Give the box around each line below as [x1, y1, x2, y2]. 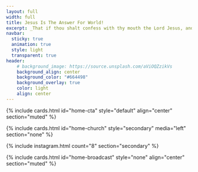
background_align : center [16, 69, 81, 75]
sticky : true [11, 36, 44, 42]
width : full [6, 14, 35, 20]
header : [6, 58, 25, 64]
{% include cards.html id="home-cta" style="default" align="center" [6, 107, 173, 114]
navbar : [6, 31, 25, 37]
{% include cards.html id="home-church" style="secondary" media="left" [6, 124, 187, 131]
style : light [11, 47, 44, 53]
